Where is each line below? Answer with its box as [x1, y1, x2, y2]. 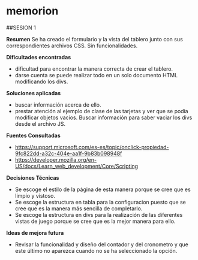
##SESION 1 [6, 24, 36, 31]
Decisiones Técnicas [6, 174, 59, 181]
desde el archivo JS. [14, 120, 66, 127]
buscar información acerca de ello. [14, 101, 101, 108]
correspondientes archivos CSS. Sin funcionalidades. [6, 42, 138, 49]
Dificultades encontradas [6, 53, 71, 61]
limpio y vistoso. [14, 192, 56, 199]
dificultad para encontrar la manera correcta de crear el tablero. [14, 65, 173, 72]
